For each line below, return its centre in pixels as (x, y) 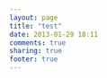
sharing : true (36, 51)
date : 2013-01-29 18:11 (54, 34)
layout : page (34, 17)
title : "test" (36, 26)
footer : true (34, 59)
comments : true (38, 43)
